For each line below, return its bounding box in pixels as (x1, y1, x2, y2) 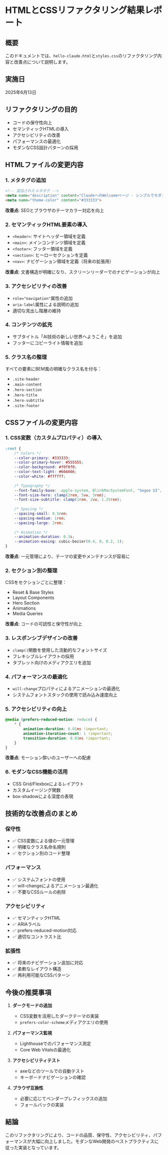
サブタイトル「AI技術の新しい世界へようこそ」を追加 (12, 333, 122, 339)
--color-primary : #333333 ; (14, 455, 70, 460)
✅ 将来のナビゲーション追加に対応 (12, 959, 83, 965)
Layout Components (12, 594, 54, 600)
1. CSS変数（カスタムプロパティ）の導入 (5, 434, 102, 441)
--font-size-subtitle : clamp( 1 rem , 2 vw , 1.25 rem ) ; (14, 497, 122, 502)
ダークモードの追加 (12, 1002, 52, 1008)
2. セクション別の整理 (5, 567, 57, 574)
